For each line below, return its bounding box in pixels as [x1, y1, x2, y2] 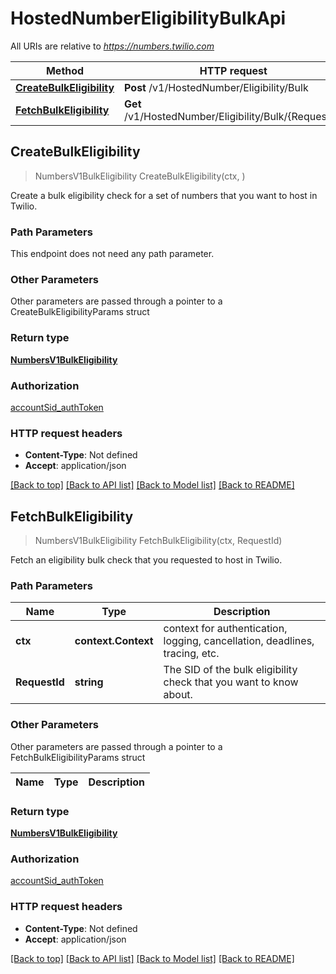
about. [163, 688, 193, 702]
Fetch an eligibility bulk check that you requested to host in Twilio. [10, 554, 283, 566]
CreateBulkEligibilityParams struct [10, 306, 150, 318]
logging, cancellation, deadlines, [163, 634, 315, 648]
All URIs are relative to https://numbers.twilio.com [10, 40, 215, 52]
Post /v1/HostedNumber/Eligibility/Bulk [124, 80, 309, 94]
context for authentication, [163, 622, 288, 636]
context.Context [74, 634, 154, 648]
